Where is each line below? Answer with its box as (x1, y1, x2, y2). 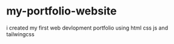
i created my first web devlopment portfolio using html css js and (6, 24, 169, 31)
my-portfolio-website (6, 4, 117, 18)
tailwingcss (6, 30, 35, 37)
